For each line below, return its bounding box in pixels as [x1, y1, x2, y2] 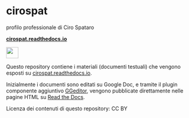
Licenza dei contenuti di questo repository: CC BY [6, 105, 128, 112]
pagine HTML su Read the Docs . [6, 93, 85, 100]
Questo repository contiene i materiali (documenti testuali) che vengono [6, 63, 181, 70]
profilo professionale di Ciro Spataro [6, 24, 94, 31]
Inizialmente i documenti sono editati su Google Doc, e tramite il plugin [6, 81, 178, 88]
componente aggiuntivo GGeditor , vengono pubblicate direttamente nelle [6, 87, 184, 94]
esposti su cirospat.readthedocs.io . [6, 69, 93, 76]
